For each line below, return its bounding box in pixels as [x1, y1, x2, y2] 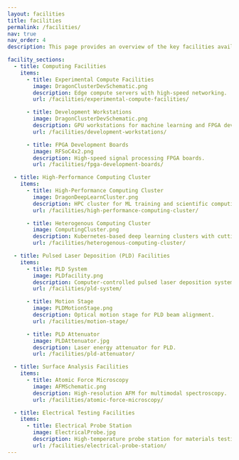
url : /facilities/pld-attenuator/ [33, 351, 135, 358]
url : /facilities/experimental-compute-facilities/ [33, 96, 190, 103]
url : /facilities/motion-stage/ [33, 317, 129, 325]
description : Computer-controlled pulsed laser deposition [33, 278, 212, 286]
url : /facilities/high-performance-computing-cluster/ [33, 207, 199, 214]
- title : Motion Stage [26, 298, 94, 305]
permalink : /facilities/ [7, 23, 81, 31]
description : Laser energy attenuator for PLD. [33, 344, 176, 351]
